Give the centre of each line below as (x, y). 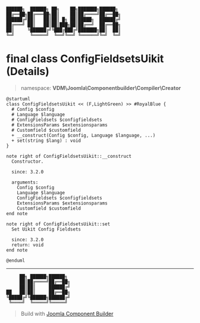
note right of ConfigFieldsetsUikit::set (58, 224)
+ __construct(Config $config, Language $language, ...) (84, 135)
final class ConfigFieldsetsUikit (85, 59)
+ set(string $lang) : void (46, 141)
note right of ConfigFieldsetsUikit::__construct (69, 156)
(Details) (28, 72)
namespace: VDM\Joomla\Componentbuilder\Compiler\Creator (101, 88)
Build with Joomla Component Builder (67, 313)
